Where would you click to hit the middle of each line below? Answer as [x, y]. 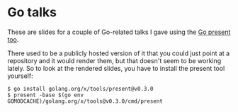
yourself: [20, 76]
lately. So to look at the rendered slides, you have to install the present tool [116, 68]
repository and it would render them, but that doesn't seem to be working [114, 60]
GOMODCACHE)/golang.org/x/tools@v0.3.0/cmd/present [85, 101]
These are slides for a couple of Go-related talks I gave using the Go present [119, 32]
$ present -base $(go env [45, 95]
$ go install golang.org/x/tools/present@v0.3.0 [80, 89]
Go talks [32, 12]
